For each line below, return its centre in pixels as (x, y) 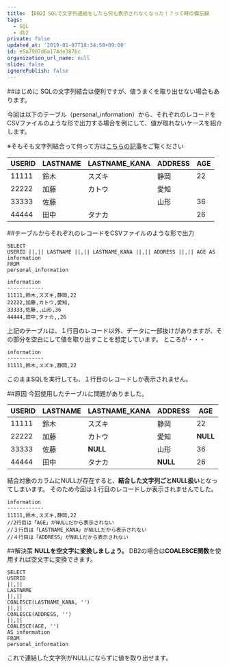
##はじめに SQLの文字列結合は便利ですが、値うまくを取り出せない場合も (110, 91)
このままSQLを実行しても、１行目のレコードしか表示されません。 (99, 379)
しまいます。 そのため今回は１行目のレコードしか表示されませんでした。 (115, 489)
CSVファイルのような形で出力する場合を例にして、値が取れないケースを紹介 (115, 123)
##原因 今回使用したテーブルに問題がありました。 (78, 393)
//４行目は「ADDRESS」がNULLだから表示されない (68, 537)
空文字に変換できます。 (64, 559)
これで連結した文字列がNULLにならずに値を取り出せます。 (90, 658)
